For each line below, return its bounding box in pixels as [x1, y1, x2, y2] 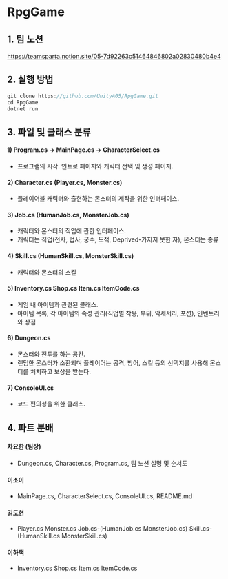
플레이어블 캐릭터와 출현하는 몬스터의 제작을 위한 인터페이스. [17, 195, 180, 203]
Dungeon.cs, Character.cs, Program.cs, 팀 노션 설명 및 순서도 [17, 459, 188, 467]
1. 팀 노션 [7, 33, 43, 45]
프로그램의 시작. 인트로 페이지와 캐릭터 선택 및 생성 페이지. [17, 162, 174, 170]
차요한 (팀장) [7, 442, 41, 451]
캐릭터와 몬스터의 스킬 [17, 268, 77, 276]
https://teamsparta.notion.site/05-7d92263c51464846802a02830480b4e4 [7, 52, 222, 60]
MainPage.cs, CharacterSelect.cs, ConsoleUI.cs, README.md [17, 492, 193, 500]
